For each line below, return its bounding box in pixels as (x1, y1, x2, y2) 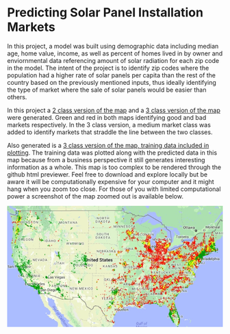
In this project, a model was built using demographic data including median (7, 42, 219, 50)
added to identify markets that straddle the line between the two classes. (7, 128, 213, 136)
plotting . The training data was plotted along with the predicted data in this (7, 149, 218, 157)
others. (7, 92, 27, 101)
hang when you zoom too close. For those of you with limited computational (7, 185, 221, 193)
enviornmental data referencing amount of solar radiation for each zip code (7, 56, 220, 64)
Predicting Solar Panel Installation (7, 5, 204, 21)
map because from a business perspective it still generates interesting (7, 155, 205, 164)
